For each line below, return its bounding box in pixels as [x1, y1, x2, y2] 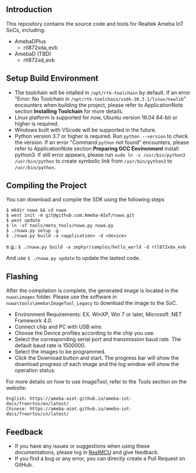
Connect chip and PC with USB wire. [14, 323, 103, 330]
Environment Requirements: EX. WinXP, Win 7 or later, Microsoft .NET [14, 311, 183, 318]
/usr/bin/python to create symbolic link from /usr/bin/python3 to [14, 157, 173, 164]
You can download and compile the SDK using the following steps [6, 196, 165, 203]
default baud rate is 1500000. [14, 342, 86, 349]
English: [6, 396, 27, 402]
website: [6, 385, 27, 392]
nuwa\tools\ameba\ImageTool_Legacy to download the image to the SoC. [6, 300, 178, 307]
